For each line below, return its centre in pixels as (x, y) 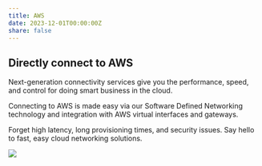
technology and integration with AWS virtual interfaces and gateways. (123, 115)
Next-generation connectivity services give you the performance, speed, (129, 82)
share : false (30, 30)
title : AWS (26, 16)
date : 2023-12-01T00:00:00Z (55, 23)
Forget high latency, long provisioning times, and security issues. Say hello (131, 130)
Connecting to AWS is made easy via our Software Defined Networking (125, 106)
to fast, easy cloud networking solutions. (75, 138)
